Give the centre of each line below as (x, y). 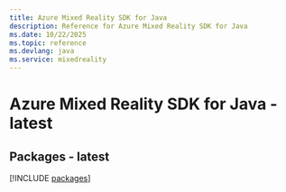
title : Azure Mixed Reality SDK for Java (88, 18)
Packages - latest (60, 156)
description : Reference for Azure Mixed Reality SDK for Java (129, 26)
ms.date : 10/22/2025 (48, 34)
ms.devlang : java (42, 51)
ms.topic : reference (48, 43)
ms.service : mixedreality (58, 59)
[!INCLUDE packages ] (50, 178)
